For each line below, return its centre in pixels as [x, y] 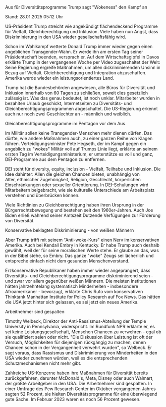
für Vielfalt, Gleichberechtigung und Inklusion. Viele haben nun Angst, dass [82, 31]
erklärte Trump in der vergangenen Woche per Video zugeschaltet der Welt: [83, 62]
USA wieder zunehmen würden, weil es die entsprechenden [66, 358]
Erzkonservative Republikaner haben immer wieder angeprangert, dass [78, 270]
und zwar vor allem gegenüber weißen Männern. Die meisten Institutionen [81, 281]
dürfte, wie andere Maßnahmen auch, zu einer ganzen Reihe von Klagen [79, 138]
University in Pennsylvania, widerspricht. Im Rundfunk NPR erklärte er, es [80, 327]
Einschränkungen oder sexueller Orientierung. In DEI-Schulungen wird [77, 185]
